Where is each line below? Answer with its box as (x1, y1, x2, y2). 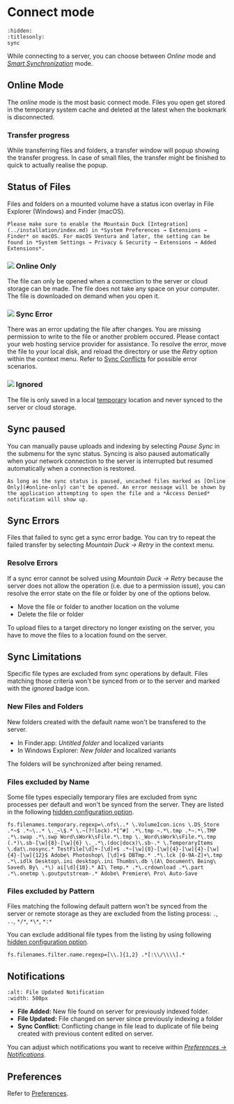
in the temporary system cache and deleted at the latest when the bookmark (7, 105, 227, 114)
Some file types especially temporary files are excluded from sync (7, 793, 197, 802)
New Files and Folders (7, 702, 84, 712)
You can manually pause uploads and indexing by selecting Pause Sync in (7, 441, 220, 450)
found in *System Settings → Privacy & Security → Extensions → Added (7, 239, 217, 246)
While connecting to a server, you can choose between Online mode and (7, 52, 216, 60)
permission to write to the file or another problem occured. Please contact (7, 332, 219, 341)
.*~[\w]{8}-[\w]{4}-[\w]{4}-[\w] (122, 846, 219, 853)
